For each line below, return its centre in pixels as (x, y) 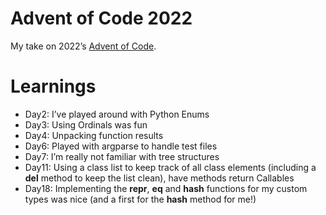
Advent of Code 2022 (101, 18)
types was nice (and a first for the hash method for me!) (140, 199)
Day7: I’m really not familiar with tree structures (122, 156)
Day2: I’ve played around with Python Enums (117, 114)
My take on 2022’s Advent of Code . (83, 46)
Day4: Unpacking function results (94, 135)
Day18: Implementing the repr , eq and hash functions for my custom (166, 188)
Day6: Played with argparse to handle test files (121, 146)
